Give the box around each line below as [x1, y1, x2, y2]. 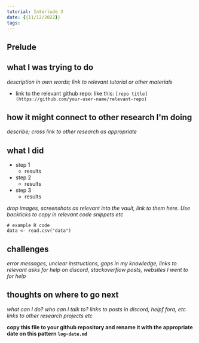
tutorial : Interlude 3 [7, 8, 63, 15]
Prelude [7, 42, 36, 52]
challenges [7, 244, 50, 254]
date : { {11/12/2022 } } [7, 14, 61, 20]
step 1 [15, 161, 30, 169]
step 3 [15, 186, 32, 194]
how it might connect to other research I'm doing [7, 112, 192, 122]
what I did [7, 145, 44, 155]
